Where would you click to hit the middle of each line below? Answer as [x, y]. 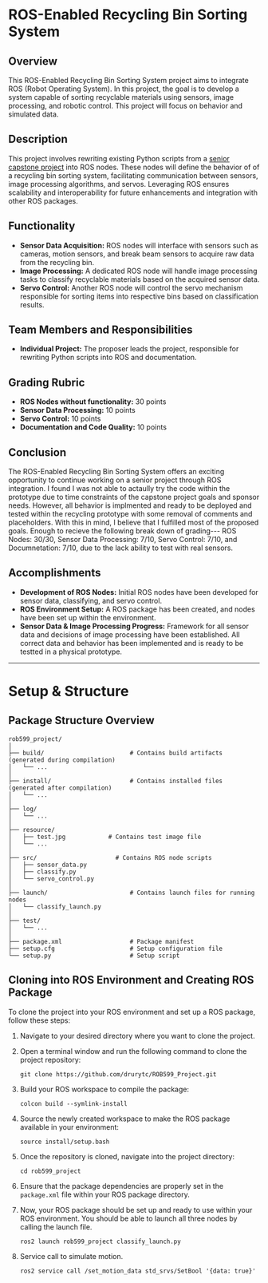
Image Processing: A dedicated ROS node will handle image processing [138, 271]
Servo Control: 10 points [60, 419]
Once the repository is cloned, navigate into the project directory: [127, 1156]
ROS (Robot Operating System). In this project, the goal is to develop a [124, 89]
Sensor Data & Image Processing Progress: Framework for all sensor [134, 626]
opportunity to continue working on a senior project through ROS [115, 480]
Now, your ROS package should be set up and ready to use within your [136, 1210]
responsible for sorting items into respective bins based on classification [139, 296]
